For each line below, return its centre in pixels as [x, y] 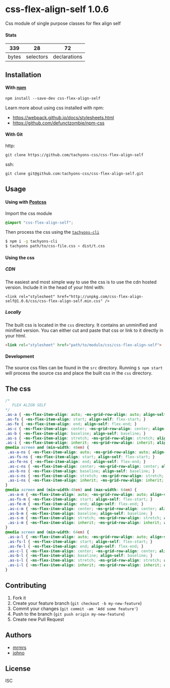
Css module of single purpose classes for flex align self [63, 23]
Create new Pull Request [38, 619]
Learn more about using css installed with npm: [55, 108]
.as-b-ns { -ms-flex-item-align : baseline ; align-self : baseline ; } [81, 471]
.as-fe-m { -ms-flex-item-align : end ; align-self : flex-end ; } [75, 504]
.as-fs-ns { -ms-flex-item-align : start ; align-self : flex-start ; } [81, 457]
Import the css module [29, 213]
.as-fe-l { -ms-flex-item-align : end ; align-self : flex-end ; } [75, 546]
